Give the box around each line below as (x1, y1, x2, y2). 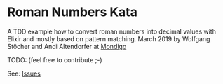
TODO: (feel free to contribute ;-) (7, 55, 103, 64)
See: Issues (7, 69, 41, 78)
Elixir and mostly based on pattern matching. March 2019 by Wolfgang (7, 34, 210, 43)
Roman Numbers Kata (7, 4, 138, 20)
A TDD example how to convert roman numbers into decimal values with (7, 27, 216, 36)
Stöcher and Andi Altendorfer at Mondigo (7, 42, 127, 50)
